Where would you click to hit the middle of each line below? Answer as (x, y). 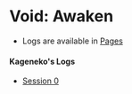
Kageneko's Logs (42, 61)
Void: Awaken (62, 16)
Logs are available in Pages (72, 41)
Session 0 (41, 81)
